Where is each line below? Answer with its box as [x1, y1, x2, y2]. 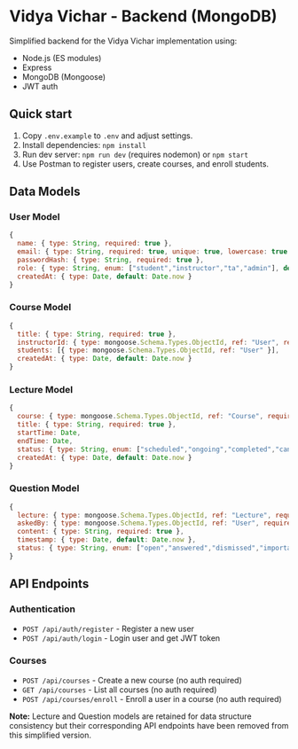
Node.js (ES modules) [21, 52, 102, 63]
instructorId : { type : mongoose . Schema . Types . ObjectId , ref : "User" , [17, 338, 279, 347]
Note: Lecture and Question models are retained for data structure [9, 711, 253, 722]
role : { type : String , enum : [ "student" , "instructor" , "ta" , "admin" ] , [17, 263, 280, 272]
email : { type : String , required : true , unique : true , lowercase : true [17, 247, 288, 256]
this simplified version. [9, 729, 91, 740]
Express [21, 62, 52, 73]
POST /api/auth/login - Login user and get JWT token [21, 632, 221, 644]
